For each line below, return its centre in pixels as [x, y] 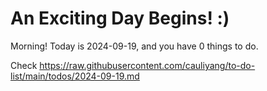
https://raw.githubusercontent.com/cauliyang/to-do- [147, 65]
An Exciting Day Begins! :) [120, 18]
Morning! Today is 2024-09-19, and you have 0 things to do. [134, 46]
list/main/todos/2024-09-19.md [75, 76]
